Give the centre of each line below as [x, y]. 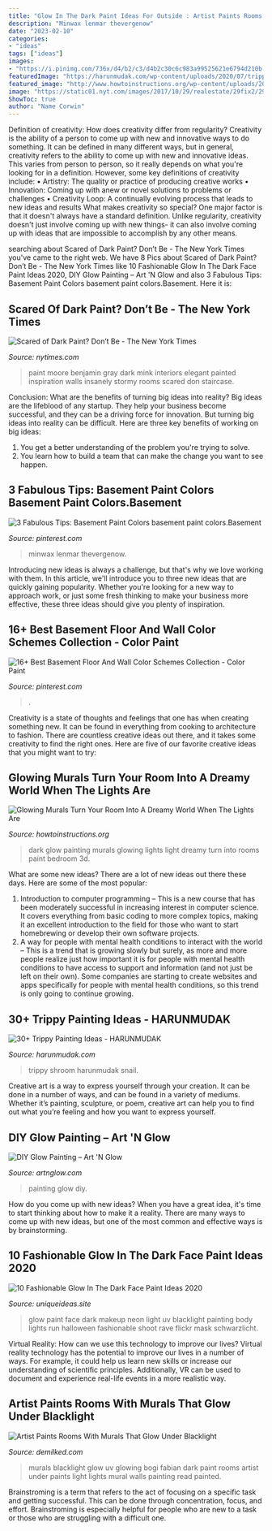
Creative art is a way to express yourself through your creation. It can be [129, 1086]
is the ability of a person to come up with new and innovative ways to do [129, 138]
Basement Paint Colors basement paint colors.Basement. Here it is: [120, 283]
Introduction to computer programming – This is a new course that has [138, 899]
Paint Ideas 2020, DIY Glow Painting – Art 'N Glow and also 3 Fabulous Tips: [135, 275]
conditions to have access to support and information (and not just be [136, 968]
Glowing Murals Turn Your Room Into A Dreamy [130, 778]
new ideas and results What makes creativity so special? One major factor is [136, 207]
